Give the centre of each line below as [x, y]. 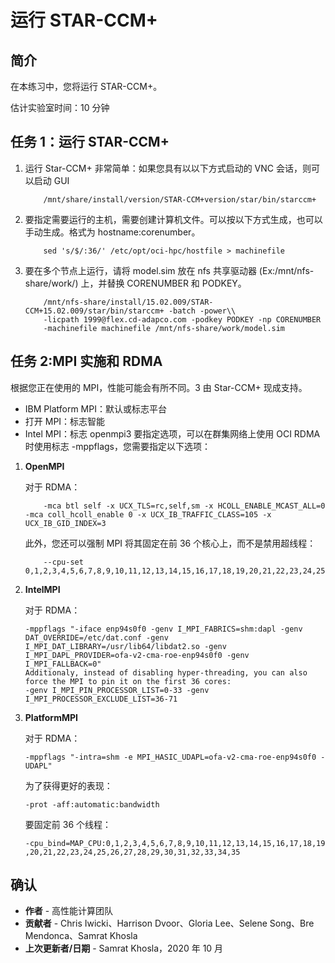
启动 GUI [51, 180]
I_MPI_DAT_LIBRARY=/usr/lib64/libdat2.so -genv [125, 646]
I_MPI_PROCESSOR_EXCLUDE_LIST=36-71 [101, 699]
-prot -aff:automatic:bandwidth [92, 804]
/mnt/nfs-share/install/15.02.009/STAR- [128, 302]
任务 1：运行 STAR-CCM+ [90, 142]
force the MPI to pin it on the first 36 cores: [128, 681]
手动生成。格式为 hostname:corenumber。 [112, 232]
